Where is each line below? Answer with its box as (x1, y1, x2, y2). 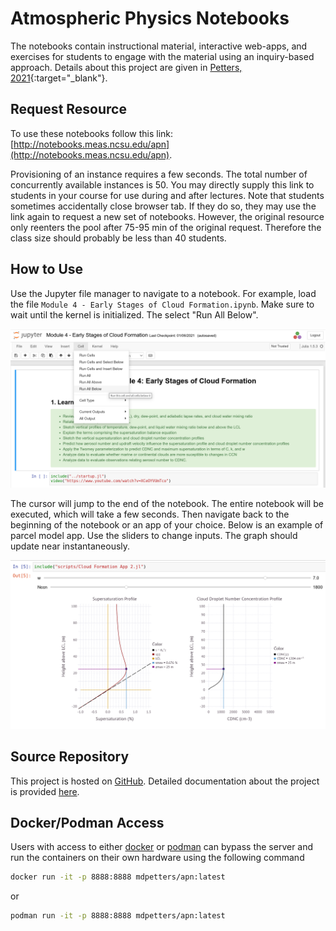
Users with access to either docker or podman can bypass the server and (10, 841, 314, 853)
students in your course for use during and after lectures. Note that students (10, 189, 325, 201)
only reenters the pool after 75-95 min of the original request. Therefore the (10, 221, 322, 233)
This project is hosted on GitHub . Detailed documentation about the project (10, 775, 320, 787)
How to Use (10, 261, 84, 278)
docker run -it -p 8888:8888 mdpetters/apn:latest (10, 872, 226, 882)
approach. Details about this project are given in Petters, (10, 61, 243, 73)
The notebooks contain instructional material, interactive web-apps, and (10, 40, 308, 52)
